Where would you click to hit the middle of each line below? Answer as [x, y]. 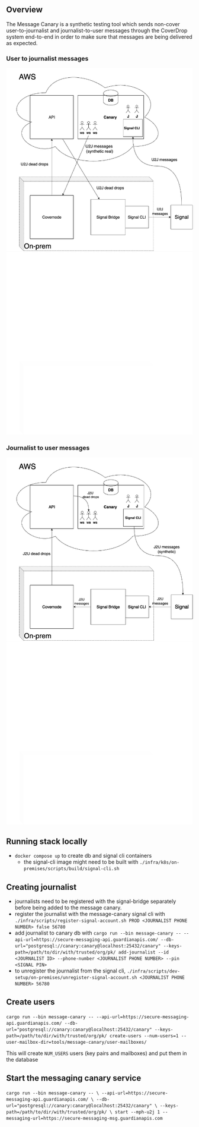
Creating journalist [41, 887]
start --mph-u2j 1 [137, 1112]
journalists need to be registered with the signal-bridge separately [95, 901]
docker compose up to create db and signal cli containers [83, 856]
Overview [25, 10]
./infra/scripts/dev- [154, 971]
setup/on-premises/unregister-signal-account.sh [76, 978]
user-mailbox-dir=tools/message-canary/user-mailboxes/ [76, 1042]
